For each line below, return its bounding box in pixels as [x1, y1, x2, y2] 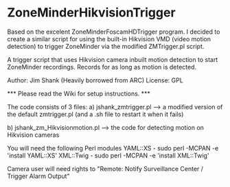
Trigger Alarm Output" [7, 172, 70, 180]
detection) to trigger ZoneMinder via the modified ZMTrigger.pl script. [7, 42, 205, 50]
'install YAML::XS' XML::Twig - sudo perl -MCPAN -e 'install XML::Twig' [7, 151, 209, 159]
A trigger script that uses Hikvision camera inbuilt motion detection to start [7, 55, 218, 63]
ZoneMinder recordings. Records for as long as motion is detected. [7, 63, 197, 71]
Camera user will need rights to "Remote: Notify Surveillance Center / [7, 164, 204, 173]
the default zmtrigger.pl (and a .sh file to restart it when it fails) [7, 110, 184, 118]
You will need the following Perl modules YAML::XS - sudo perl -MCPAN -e [7, 144, 219, 152]
